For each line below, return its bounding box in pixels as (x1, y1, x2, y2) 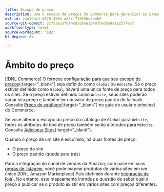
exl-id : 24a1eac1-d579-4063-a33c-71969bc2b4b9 (5, 16, 102, 21)
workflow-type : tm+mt (5, 25, 49, 30)
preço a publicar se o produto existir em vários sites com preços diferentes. (5, 181, 157, 187)
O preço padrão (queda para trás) (12, 151, 81, 157)
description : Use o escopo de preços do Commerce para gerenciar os (5, 12, 147, 17)
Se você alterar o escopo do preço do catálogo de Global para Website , (5, 116, 149, 122)
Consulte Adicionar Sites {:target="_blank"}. (5, 127, 93, 132)
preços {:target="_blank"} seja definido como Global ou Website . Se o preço (5, 81, 157, 87)
